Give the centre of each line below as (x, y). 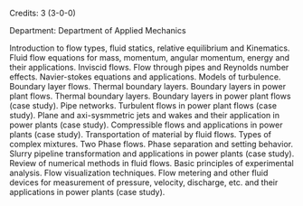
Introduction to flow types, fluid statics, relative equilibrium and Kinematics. (150, 48)
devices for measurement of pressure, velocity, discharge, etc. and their (144, 183)
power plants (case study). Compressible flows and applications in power (146, 125)
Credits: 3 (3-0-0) (43, 13)
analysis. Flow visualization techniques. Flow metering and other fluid (139, 173)
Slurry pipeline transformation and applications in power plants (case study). (152, 154)
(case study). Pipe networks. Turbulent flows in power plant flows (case (143, 106)
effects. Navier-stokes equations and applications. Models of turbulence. (145, 77)
